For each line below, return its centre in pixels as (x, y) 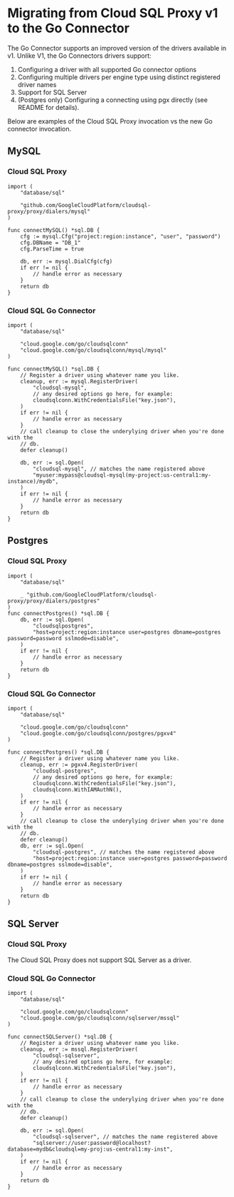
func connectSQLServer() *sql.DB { (60, 1036)
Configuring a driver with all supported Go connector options (107, 69)
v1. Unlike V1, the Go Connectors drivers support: (79, 56)
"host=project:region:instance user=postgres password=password (130, 858)
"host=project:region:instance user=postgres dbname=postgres (127, 632)
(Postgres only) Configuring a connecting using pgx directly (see (113, 100)
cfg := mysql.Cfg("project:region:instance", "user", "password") (121, 236)
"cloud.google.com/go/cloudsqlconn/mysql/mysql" (94, 350)
